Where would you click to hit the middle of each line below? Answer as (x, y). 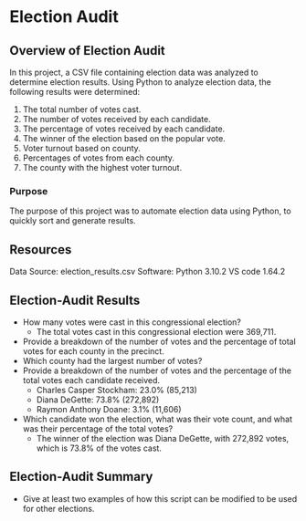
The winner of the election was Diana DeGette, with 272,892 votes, (163, 438)
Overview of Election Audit (88, 51)
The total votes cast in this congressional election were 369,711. (156, 331)
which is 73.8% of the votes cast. (99, 448)
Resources (41, 250)
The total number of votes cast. (82, 109)
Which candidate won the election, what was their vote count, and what (157, 419)
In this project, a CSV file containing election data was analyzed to (134, 72)
